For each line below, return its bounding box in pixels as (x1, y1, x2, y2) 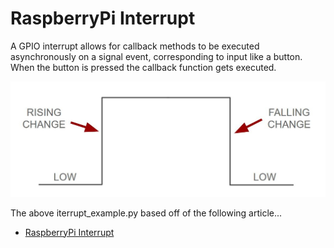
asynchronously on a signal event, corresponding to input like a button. (10, 50, 303, 62)
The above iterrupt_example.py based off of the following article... (10, 207, 283, 219)
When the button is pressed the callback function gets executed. (10, 61, 277, 73)
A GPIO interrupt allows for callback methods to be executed (10, 40, 260, 52)
